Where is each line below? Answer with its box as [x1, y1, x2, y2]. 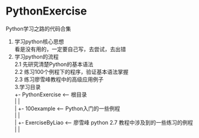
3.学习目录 [14, 83, 41, 90]
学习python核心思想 [14, 38, 64, 45]
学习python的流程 [14, 53, 59, 60]
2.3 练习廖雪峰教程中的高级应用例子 [14, 76, 104, 83]
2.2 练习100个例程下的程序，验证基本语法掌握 [14, 68, 129, 75]
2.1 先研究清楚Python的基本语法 [14, 61, 94, 68]
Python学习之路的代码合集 [5, 25, 71, 32]
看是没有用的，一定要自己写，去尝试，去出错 [14, 45, 126, 53]
